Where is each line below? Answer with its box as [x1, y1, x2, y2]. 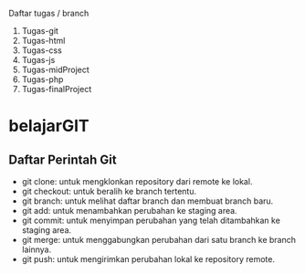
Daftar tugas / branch [8, 8, 89, 18]
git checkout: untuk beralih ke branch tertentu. [21, 186, 197, 196]
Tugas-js [21, 55, 56, 65]
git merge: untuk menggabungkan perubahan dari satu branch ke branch [21, 235, 297, 245]
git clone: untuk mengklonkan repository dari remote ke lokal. [21, 176, 253, 186]
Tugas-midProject [21, 64, 90, 75]
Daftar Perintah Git [8, 152, 117, 167]
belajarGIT [8, 116, 89, 136]
